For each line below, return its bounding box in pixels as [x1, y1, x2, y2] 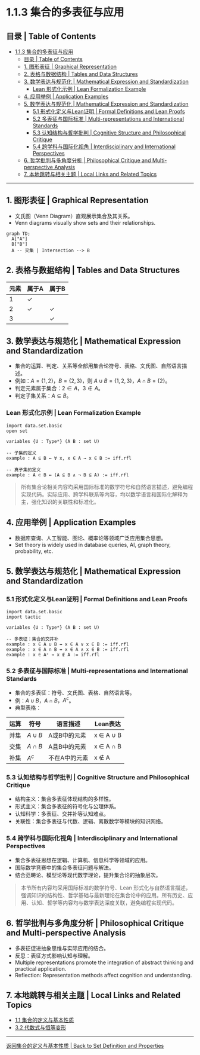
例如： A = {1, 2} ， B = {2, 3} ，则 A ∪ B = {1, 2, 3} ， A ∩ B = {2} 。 [14, 377, 171, 384]
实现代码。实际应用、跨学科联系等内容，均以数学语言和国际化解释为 [20, 491, 188, 498]
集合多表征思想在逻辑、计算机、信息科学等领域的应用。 [14, 856, 151, 864]
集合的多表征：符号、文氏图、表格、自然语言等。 [14, 689, 135, 696]
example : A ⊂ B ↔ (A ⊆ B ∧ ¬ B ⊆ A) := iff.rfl [6, 472, 129, 478]
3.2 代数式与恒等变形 [14, 1024, 67, 1031]
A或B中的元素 [48, 732, 86, 740]
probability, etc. [14, 548, 54, 555]
